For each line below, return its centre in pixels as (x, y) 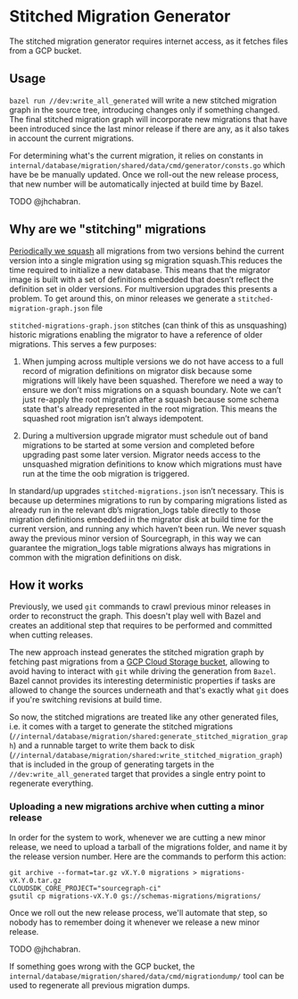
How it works (46, 585)
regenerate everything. (51, 784)
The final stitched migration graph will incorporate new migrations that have (149, 119)
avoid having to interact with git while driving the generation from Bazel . (143, 671)
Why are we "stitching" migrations (108, 229)
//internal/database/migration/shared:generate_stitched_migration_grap (150, 737)
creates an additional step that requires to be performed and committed (141, 626)
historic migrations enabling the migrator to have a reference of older (136, 334)
